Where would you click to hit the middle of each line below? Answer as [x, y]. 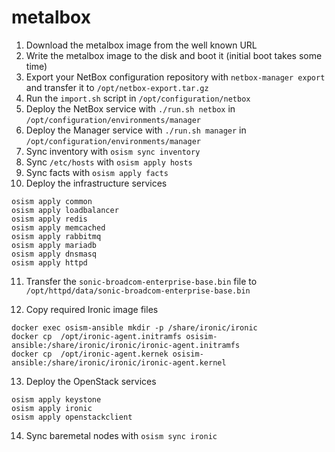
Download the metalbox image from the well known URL [141, 45]
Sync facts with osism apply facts [97, 172]
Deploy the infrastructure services [96, 183]
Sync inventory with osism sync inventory [113, 151]
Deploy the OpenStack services [91, 381]
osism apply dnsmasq [54, 254]
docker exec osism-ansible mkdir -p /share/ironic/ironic [134, 327]
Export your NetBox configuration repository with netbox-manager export [175, 77]
